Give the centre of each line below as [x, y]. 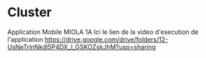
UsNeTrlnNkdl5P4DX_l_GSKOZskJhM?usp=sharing [82, 47]
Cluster [29, 12]
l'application [26, 39]
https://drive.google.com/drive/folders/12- [106, 39]
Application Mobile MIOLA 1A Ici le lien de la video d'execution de [103, 32]
